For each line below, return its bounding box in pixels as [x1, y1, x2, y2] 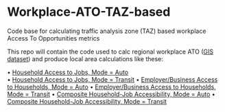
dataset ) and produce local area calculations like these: [7, 54, 163, 63]
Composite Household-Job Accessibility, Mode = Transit [7, 97, 167, 105]
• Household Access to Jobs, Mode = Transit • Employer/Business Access [7, 75, 218, 83]
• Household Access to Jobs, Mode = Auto [7, 68, 129, 76]
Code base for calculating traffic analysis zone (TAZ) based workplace [7, 27, 206, 35]
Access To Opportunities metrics [7, 34, 100, 42]
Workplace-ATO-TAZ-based [7, 4, 171, 20]
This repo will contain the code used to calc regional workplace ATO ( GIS [7, 47, 214, 56]
